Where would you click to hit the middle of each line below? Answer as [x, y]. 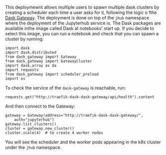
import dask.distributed [31, 52]
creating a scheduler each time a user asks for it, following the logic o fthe [81, 12]
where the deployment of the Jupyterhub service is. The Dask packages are [83, 23]
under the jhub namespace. [33, 147]
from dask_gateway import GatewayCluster [49, 61]
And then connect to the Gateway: [40, 106]
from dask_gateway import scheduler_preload [52, 74]
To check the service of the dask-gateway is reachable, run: [66, 88]
